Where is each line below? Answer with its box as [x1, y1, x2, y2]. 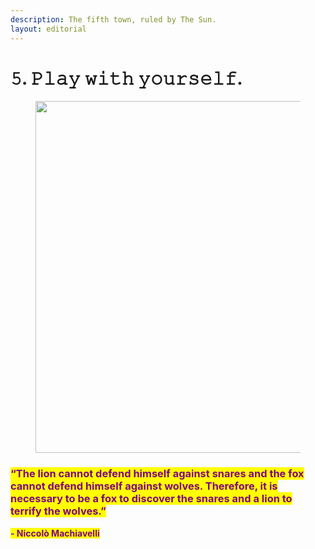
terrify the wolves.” [10, 504, 107, 518]
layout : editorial [10, 24, 87, 34]
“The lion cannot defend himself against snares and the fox [10, 467, 305, 481]
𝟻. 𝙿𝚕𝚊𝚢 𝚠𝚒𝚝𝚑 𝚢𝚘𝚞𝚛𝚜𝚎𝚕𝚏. [10, 67, 243, 90]
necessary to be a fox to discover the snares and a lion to [10, 492, 293, 506]
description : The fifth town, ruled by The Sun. [10, 14, 217, 25]
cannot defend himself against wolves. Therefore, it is [10, 479, 278, 493]
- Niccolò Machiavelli [10, 527, 100, 539]
